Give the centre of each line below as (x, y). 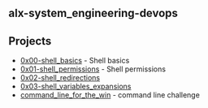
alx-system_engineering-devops (93, 13)
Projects (30, 41)
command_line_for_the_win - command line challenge (110, 95)
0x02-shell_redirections (60, 78)
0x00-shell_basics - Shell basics (75, 61)
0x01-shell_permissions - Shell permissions (93, 69)
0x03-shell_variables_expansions (76, 86)
